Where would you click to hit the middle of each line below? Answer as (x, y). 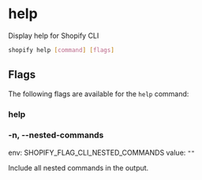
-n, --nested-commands (56, 135)
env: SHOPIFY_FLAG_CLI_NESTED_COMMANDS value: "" (101, 152)
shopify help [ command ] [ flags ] (61, 50)
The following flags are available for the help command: (99, 94)
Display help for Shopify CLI (54, 36)
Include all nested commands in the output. (79, 167)
